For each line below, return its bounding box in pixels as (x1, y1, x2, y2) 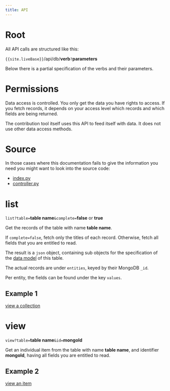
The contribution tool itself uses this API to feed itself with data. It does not (5, 120, 161, 126)
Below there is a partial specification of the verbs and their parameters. (5, 65, 154, 71)
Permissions (5, 83, 59, 94)
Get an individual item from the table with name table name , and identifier (5, 347, 159, 353)
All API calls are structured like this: (5, 46, 79, 52)
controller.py (12, 180, 39, 187)
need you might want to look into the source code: (5, 165, 110, 172)
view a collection (5, 303, 40, 309)
